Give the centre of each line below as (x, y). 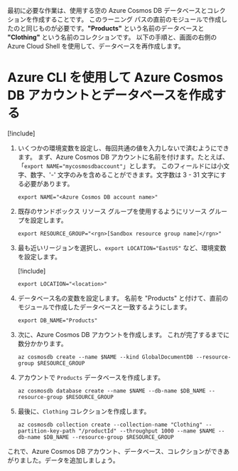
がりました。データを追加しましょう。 (63, 460)
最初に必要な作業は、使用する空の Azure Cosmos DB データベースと (107, 10)
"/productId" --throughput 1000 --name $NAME (146, 431)
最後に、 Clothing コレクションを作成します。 (84, 411)
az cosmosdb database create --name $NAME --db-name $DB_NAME (112, 390)
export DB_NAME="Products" (58, 320)
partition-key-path (47, 431)
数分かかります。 (42, 343)
